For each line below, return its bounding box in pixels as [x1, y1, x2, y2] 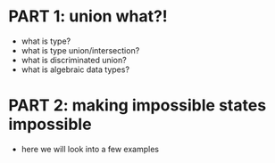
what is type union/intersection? [21, 45, 140, 55]
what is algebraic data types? [21, 64, 130, 75]
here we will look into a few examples [21, 143, 160, 154]
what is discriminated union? [21, 54, 127, 65]
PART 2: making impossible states [8, 95, 267, 116]
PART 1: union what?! [8, 6, 169, 27]
